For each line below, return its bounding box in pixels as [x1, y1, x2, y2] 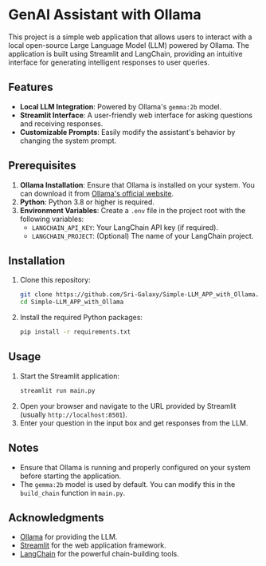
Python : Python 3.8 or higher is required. [19, 197, 155, 207]
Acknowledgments [8, 511, 105, 524]
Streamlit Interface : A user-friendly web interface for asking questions [19, 110, 253, 120]
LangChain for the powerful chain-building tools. [19, 549, 179, 559]
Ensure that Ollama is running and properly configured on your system [19, 462, 251, 472]
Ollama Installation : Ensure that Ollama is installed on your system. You [19, 180, 255, 189]
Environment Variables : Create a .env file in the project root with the [19, 205, 246, 215]
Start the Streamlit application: [19, 371, 120, 381]
